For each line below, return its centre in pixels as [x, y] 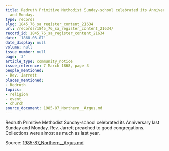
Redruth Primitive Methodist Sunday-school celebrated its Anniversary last [82, 122]
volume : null [19, 47]
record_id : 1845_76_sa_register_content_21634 [55, 33]
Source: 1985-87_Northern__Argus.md [45, 143]
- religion [17, 94]
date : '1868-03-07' [26, 38]
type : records [20, 19]
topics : [13, 89]
